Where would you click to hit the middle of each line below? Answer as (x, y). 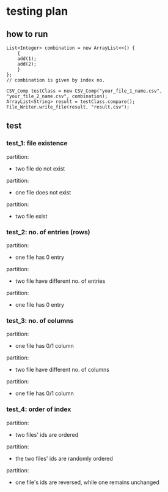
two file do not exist (40, 168)
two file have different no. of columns (62, 370)
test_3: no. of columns (40, 320)
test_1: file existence (37, 144)
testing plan (37, 11)
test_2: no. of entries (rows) (48, 232)
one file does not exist (43, 192)
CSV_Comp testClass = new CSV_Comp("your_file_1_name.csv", (85, 91)
